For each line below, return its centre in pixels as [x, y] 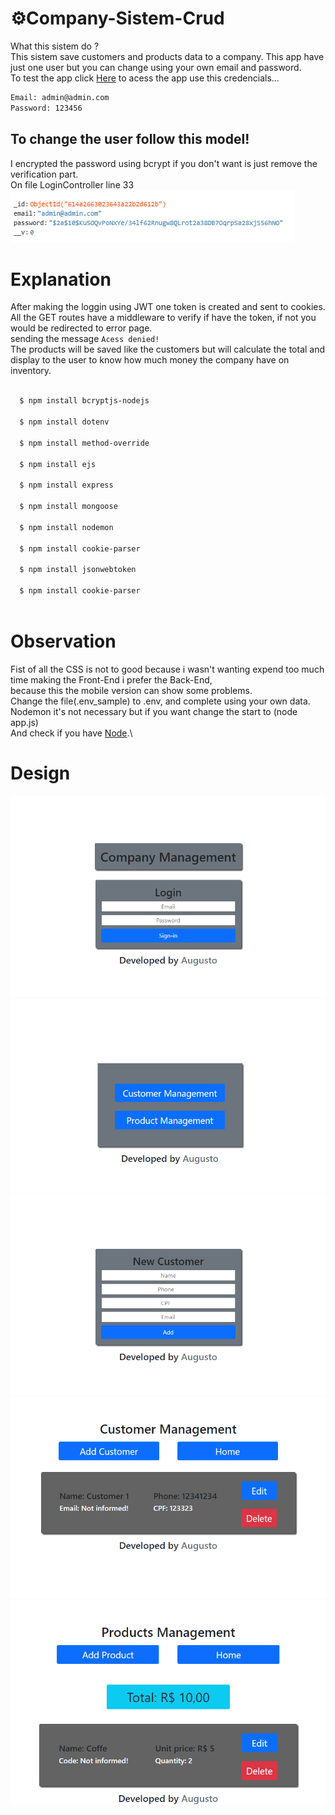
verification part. [44, 174]
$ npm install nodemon [66, 527]
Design [40, 773]
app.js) [24, 722]
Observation [63, 641]
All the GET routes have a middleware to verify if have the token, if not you [163, 318]
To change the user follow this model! [130, 139]
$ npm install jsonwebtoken [78, 570]
